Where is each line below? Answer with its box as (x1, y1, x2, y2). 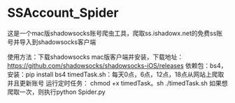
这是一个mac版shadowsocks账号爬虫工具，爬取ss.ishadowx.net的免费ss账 (7, 29, 223, 37)
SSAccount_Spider (7, 5, 119, 21)
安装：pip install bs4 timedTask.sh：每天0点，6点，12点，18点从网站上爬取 (7, 70, 225, 78)
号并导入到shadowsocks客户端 (7, 37, 97, 46)
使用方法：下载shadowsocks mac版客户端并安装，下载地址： (7, 53, 184, 61)
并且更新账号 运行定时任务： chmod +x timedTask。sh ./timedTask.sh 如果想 (7, 78, 228, 87)
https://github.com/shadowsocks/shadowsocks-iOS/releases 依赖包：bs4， (7, 61, 227, 69)
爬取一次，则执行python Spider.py (7, 88, 106, 96)
